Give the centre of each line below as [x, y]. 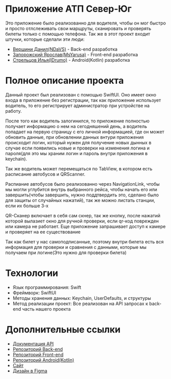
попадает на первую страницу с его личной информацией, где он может [85, 132]
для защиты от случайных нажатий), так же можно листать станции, [80, 200]
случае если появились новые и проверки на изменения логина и [77, 148]
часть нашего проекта [46, 309]
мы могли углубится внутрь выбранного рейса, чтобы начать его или [81, 189]
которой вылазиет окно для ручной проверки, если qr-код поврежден [82, 221]
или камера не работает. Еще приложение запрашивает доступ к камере [86, 226]
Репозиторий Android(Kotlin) [43, 360]
